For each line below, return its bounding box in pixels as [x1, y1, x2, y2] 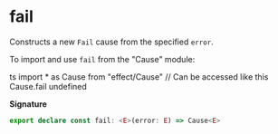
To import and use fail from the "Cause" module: [9, 53, 196, 64]
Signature [9, 98, 48, 110]
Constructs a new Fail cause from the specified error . [9, 36, 215, 47]
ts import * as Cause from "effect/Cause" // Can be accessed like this [9, 71, 269, 82]
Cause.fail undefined [9, 81, 88, 91]
